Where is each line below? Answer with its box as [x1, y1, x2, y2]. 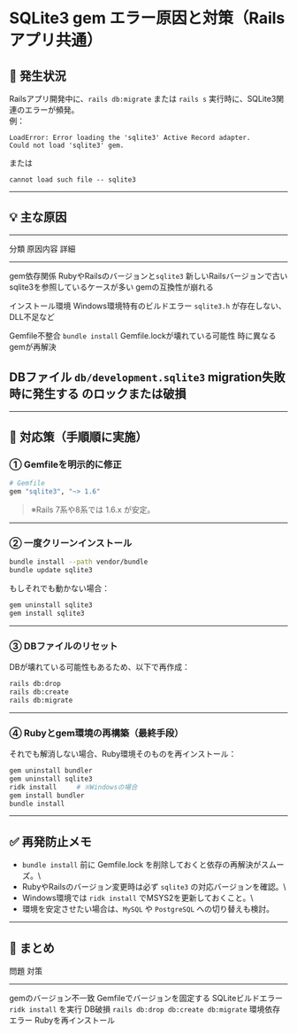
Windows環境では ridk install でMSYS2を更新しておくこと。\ [21, 892, 254, 904]
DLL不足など [9, 311, 55, 322]
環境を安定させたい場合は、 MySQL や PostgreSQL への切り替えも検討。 [21, 904, 274, 914]
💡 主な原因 [9, 210, 67, 225]
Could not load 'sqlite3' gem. [9, 141, 125, 150]
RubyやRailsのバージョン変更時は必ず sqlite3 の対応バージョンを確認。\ [21, 882, 286, 892]
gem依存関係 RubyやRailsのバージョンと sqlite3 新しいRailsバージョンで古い [9, 270, 288, 281]
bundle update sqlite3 [9, 566, 93, 575]
